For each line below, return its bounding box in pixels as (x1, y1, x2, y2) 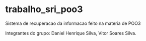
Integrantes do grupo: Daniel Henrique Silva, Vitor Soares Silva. (5, 30, 137, 36)
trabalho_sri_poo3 (5, 4, 83, 15)
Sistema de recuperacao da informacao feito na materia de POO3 (5, 20, 141, 26)
